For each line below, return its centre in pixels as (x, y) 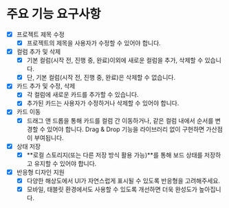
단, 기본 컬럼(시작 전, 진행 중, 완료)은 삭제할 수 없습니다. (101, 78)
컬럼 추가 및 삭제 (39, 51)
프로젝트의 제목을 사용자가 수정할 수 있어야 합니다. (94, 43)
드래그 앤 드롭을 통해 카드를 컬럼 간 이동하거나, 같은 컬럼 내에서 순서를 (120, 120)
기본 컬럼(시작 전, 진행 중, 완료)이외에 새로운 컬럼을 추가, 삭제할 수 (115, 60)
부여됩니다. (49, 137)
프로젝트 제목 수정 (40, 34)
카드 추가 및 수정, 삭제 (46, 86)
